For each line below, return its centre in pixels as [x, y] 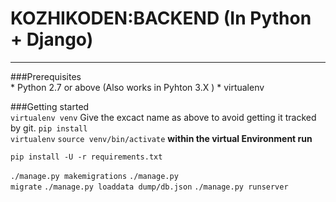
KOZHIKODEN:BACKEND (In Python [161, 18]
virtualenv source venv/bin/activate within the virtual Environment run [161, 138]
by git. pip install [49, 128]
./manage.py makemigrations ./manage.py [94, 176]
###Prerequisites [46, 76]
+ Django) [52, 39]
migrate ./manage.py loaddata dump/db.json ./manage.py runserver [149, 187]
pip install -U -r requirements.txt [86, 157]
